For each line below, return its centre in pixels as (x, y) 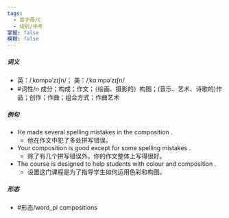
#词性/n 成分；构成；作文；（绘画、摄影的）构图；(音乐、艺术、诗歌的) (117, 89)
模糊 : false (23, 39)
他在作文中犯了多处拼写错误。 (69, 141)
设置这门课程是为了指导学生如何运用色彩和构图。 (96, 172)
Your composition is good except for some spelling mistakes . (104, 148)
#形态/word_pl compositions (57, 208)
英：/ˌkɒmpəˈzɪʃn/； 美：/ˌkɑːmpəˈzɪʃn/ (71, 80)
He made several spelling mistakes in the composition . (95, 132)
